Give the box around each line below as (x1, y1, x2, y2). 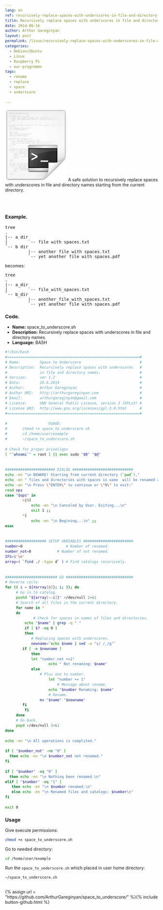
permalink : (5, 39, 27, 44)
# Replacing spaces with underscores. (31, 636, 110, 641)
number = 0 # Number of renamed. (5, 544, 110, 549)
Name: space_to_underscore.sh (12, 324, 76, 330)
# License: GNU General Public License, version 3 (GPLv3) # (5, 401, 142, 406)
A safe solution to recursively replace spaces (67, 177, 158, 182)
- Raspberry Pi (9, 59, 40, 64)
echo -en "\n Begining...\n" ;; (31, 518, 97, 523)
